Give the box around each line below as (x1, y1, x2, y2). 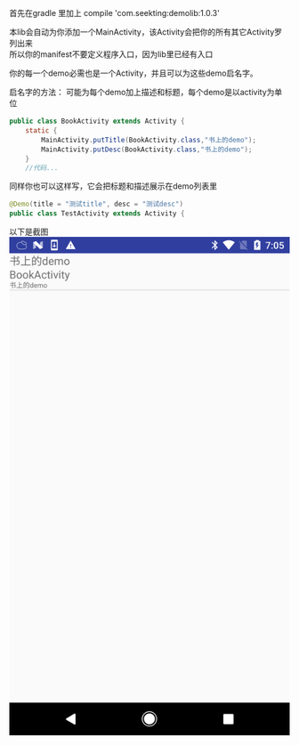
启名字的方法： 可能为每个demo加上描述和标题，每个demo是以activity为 (9, 87, 275, 97)
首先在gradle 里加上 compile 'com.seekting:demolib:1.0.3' (9, 8, 220, 18)
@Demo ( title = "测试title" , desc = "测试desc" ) (9, 199, 184, 209)
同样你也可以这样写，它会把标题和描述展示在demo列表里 (9, 181, 218, 191)
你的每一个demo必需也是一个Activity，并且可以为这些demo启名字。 (9, 68, 258, 78)
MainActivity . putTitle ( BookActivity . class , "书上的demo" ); (41, 135, 256, 144)
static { (25, 126, 58, 135)
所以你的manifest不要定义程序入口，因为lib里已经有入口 (9, 49, 214, 60)
